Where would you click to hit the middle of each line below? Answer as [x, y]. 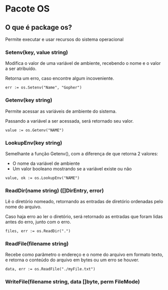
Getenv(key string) [29, 100]
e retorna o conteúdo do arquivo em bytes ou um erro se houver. [72, 260]
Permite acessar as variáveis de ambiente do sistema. [61, 111]
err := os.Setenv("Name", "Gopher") [44, 88]
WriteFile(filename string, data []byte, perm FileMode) [72, 282]
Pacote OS [27, 9]
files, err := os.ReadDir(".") [38, 231]
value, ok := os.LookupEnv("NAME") [43, 178]
